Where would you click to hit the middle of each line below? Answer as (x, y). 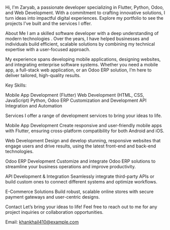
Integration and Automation (34, 106)
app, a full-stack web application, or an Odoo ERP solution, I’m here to (79, 70)
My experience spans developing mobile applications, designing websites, (83, 59)
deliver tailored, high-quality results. (43, 75)
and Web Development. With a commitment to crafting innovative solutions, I (85, 13)
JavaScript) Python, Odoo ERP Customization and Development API (76, 100)
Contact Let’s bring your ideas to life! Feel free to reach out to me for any (81, 207)
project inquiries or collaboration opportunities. (55, 212)
